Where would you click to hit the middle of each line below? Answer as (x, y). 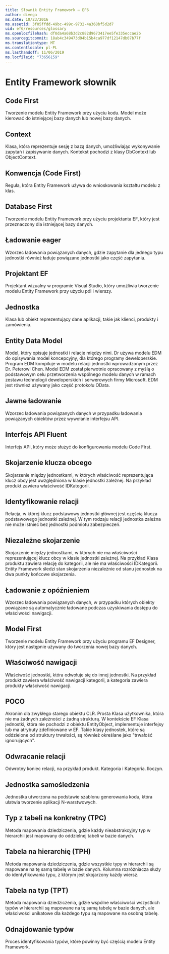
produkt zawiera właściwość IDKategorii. (48, 486)
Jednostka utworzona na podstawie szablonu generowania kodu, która (79, 797)
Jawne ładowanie (33, 401)
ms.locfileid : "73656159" (32, 57)
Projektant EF (27, 274)
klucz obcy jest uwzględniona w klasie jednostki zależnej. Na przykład (78, 480)
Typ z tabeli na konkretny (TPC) (56, 818)
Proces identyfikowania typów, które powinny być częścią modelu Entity (80, 942)
